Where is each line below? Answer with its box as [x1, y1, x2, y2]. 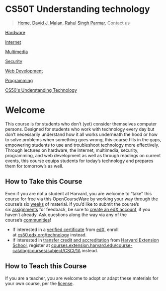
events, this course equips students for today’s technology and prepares [5, 158, 154, 164]
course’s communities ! [5, 217, 51, 223]
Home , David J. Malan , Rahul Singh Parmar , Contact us [17, 20, 130, 26]
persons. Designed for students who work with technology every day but [5, 126, 155, 132]
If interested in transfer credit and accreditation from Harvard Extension [12, 237, 159, 243]
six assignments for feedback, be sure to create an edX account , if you [5, 206, 151, 212]
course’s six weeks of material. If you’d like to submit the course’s [5, 201, 139, 207]
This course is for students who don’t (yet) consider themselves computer [5, 120, 157, 127]
